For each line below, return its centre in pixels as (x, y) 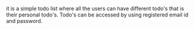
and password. (24, 21)
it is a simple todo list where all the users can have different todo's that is (95, 9)
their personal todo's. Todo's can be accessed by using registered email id (97, 15)
